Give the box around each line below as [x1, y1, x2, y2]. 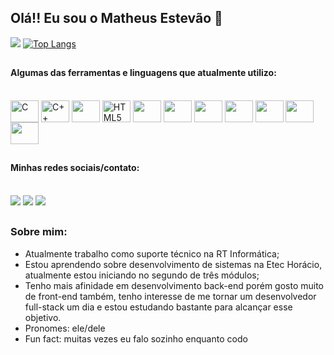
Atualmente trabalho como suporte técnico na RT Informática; [24, 247, 280, 260]
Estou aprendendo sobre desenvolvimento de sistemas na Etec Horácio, [24, 258, 323, 270]
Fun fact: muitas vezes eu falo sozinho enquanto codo [24, 332, 248, 345]
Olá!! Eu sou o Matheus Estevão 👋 [10, 10, 223, 27]
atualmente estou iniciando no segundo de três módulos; [24, 269, 260, 281]
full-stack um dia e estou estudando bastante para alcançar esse [24, 301, 293, 313]
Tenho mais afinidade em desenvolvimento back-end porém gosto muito [24, 279, 325, 291]
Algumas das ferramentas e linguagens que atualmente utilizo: [10, 67, 277, 79]
